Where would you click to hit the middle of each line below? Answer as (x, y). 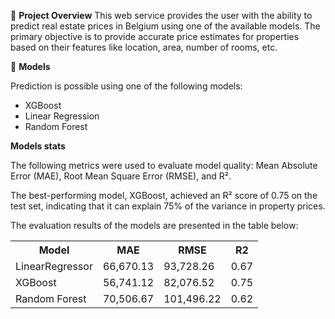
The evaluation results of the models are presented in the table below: (154, 225)
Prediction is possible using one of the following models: (126, 86)
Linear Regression (62, 116)
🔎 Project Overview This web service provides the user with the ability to (161, 15)
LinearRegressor (54, 266)
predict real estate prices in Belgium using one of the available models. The (165, 26)
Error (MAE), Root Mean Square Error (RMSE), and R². (121, 176)
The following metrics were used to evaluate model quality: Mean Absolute (164, 165)
